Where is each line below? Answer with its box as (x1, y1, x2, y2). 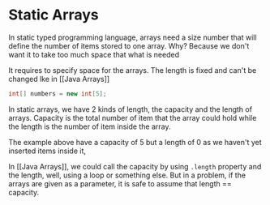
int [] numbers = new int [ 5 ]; (8, 89, 107, 98)
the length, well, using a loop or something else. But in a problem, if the (8, 170, 246, 180)
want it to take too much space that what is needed (8, 49, 180, 59)
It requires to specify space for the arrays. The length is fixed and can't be (8, 65, 257, 75)
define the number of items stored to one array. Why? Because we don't (8, 41, 250, 50)
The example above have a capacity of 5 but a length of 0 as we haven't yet (8, 137, 262, 147)
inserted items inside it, (8, 146, 87, 156)
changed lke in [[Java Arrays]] (8, 74, 110, 83)
